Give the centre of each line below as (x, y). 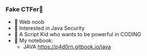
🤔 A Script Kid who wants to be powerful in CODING (78, 34)
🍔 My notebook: (33, 41)
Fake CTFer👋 (24, 9)
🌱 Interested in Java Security (49, 28)
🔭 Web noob (29, 22)
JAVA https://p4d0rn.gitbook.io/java (67, 47)
